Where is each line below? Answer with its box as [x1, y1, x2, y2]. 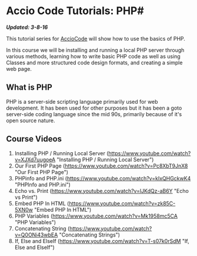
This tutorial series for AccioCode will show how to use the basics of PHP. [6, 35, 185, 42]
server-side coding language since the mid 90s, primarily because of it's [6, 110, 182, 117]
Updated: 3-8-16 [6, 24, 48, 31]
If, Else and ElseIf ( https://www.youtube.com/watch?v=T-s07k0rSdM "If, [14, 237, 189, 244]
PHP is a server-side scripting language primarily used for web [6, 98, 158, 105]
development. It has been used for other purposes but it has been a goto [6, 104, 182, 111]
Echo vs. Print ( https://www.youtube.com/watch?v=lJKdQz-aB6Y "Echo [14, 187, 189, 194]
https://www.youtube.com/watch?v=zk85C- [68, 199, 176, 207]
